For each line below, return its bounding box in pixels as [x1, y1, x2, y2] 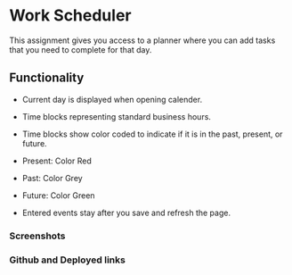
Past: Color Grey [21, 172, 83, 183]
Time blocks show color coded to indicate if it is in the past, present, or [21, 129, 283, 139]
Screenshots [9, 229, 66, 242]
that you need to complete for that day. [9, 44, 152, 54]
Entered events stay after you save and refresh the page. [21, 207, 231, 218]
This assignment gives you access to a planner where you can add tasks [9, 35, 276, 46]
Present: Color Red [21, 155, 92, 166]
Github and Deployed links [9, 254, 126, 266]
